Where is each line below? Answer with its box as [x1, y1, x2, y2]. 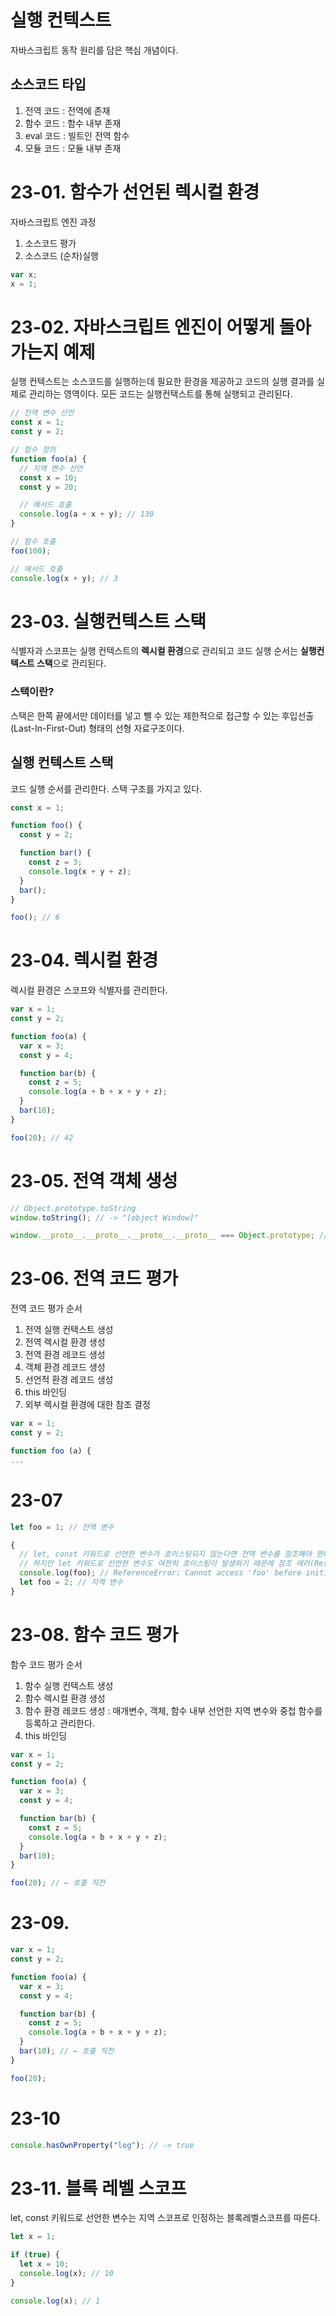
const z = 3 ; [28, 857, 83, 868]
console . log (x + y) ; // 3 [10, 573, 118, 583]
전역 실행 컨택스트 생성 [24, 1324, 114, 1336]
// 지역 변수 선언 [19, 463, 83, 473]
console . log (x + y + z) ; [28, 866, 132, 876]
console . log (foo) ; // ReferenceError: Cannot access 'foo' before [19, 1568, 302, 1578]
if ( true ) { [10, 2250, 60, 2260]
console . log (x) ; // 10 [19, 2269, 114, 2279]
